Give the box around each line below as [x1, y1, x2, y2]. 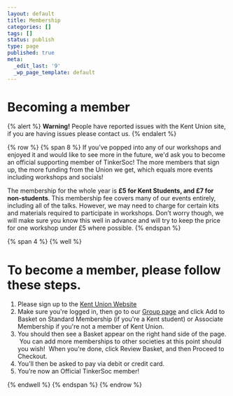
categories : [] [7, 23, 52, 30]
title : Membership [7, 17, 61, 24]
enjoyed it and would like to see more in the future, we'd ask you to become [7, 151, 226, 159]
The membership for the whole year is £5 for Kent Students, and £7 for [7, 186, 214, 195]
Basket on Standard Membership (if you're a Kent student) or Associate [17, 315, 224, 323]
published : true [7, 50, 55, 57]
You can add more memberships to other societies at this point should [19, 337, 222, 346]
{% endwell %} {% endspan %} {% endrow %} [7, 381, 142, 389]
